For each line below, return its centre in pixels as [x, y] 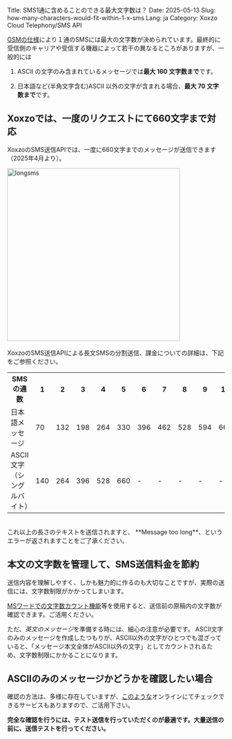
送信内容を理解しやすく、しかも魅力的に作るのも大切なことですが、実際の [113, 582]
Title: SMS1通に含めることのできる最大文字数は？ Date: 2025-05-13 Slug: [112, 10]
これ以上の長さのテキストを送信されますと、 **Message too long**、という [115, 532]
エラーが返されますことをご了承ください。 [68, 540]
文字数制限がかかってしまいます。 [79, 591]
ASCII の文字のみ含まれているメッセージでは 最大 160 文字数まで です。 [117, 71]
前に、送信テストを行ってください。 [58, 729]
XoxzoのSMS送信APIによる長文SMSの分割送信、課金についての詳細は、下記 [116, 353]
